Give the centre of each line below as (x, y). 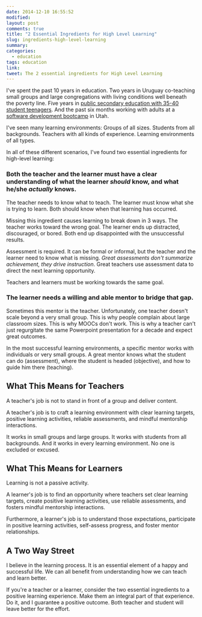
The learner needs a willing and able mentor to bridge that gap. (100, 297)
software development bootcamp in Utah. (58, 116)
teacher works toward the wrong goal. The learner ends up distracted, (93, 227)
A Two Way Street (40, 550)
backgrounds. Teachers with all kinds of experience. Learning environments (100, 134)
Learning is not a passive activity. (47, 483)
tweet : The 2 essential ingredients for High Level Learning (84, 73)
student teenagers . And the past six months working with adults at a (91, 110)
